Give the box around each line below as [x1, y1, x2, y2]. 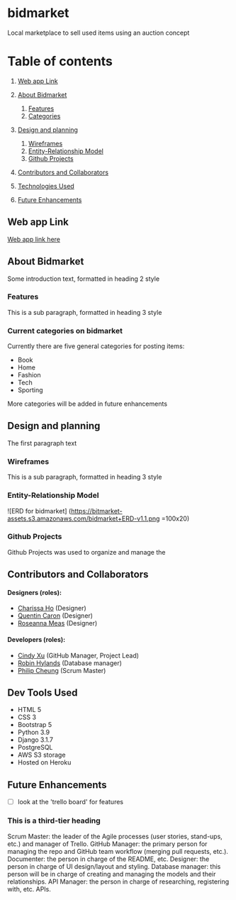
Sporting [17, 386, 44, 394]
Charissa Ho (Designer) [17, 604, 86, 613]
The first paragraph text [7, 438, 77, 448]
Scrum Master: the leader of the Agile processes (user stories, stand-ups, [7, 832, 223, 840]
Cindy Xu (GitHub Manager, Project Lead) [17, 651, 140, 660]
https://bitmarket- [70, 506, 123, 515]
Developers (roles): [7, 635, 66, 643]
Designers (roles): [7, 588, 62, 596]
